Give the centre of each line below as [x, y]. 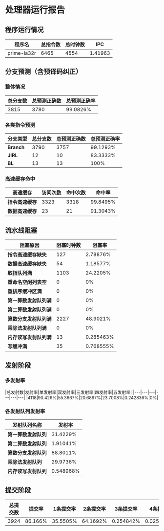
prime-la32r [22, 53]
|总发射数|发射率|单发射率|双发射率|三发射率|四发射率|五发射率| [69, 392]
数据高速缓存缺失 [27, 264]
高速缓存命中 [20, 179]
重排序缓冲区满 [25, 292]
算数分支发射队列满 [30, 319]
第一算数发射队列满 [30, 300]
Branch [16, 147]
